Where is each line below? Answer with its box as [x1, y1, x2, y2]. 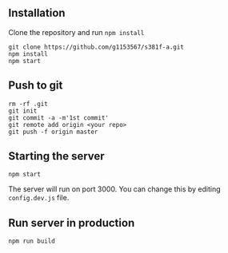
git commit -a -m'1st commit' [8, 113, 110, 122]
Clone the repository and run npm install [8, 27, 145, 37]
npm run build [8, 237, 56, 246]
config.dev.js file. [8, 193, 70, 203]
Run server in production [8, 215, 135, 230]
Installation [8, 6, 66, 20]
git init [8, 107, 38, 115]
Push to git [8, 79, 63, 93]
